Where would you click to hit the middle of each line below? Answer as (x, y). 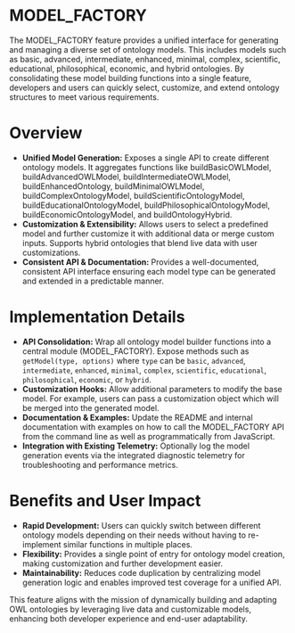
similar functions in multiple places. (128, 544)
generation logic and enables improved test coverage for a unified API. (152, 582)
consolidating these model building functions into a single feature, (131, 78)
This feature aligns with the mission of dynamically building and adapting (143, 599)
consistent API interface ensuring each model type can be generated (149, 271)
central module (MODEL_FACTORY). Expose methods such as (135, 351)
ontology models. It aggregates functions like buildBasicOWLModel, (147, 167)
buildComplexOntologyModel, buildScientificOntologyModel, (133, 195)
